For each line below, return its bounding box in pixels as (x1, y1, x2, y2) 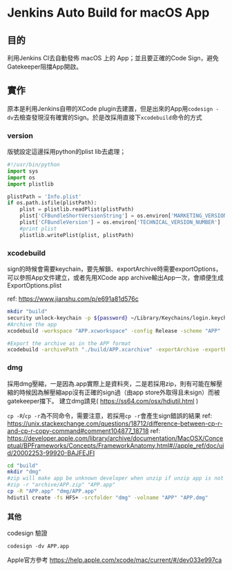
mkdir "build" (7, 308, 48, 315)
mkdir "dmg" (7, 468, 41, 475)
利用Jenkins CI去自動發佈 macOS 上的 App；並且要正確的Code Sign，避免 (7, 54, 220, 62)
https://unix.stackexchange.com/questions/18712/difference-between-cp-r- (7, 419, 223, 428)
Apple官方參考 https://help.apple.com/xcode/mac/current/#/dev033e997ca (7, 556, 222, 564)
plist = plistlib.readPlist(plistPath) (19, 206, 135, 213)
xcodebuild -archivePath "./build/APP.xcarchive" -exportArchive (7, 346, 199, 353)
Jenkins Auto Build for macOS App (7, 5, 210, 21)
